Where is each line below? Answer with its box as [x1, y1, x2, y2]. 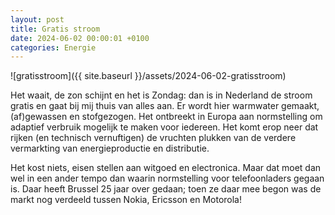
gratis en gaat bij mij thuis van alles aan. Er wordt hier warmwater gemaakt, [10, 100, 320, 112]
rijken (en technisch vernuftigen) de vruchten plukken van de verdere [10, 132, 297, 144]
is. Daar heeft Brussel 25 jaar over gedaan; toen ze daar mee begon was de [10, 183, 322, 195]
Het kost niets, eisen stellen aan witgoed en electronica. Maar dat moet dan [10, 162, 322, 174]
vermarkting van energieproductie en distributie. [10, 142, 210, 155]
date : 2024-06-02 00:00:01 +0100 [10, 33, 150, 43]
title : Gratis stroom [10, 24, 101, 34]
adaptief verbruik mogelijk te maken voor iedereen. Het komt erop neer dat [10, 121, 319, 133]
